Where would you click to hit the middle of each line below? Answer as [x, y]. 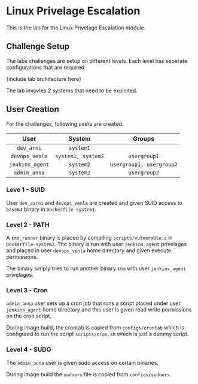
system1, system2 [80, 156]
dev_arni [29, 148]
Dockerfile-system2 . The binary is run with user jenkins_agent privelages [97, 244]
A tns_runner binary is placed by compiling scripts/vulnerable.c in [89, 238]
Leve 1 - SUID [26, 190]
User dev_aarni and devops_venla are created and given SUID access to [94, 202]
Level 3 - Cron [27, 291]
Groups [143, 138]
